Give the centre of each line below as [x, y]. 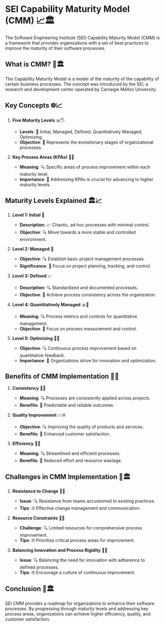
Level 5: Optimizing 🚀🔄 [36, 338]
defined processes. [39, 567]
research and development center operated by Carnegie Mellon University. [81, 89]
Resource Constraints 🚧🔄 [38, 518]
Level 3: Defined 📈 [32, 276]
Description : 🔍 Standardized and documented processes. [79, 288]
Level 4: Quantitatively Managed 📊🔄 [50, 305]
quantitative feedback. [42, 355]
